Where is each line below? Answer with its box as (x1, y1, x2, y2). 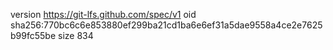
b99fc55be (10, 30, 57, 41)
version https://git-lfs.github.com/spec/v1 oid (10, 9, 197, 20)
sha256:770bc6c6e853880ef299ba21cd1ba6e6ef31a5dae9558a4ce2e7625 (10, 19, 323, 31)
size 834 (57, 30, 94, 41)
